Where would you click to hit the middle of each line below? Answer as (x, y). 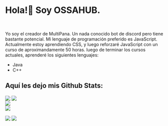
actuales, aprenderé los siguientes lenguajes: (52, 55)
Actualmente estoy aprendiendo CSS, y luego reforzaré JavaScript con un (81, 44)
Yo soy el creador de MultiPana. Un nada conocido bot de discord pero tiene (84, 33)
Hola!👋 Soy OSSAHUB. (53, 10)
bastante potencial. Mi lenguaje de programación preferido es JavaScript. (81, 39)
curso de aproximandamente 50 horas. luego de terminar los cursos (75, 49)
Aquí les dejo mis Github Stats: (54, 86)
